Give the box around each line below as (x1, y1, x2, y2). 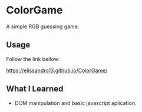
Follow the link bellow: (6, 55, 60, 62)
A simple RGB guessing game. (6, 23, 80, 30)
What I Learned (6, 84, 64, 94)
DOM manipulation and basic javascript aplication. (14, 99, 137, 106)
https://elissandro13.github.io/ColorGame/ (6, 67, 108, 74)
